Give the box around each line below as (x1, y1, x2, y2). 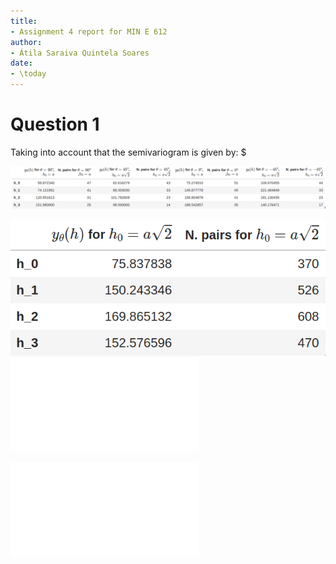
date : (10, 58, 33, 69)
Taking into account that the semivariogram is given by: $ (10, 146, 247, 158)
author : (10, 37, 43, 47)
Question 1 (10, 113, 100, 136)
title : (10, 16, 38, 26)
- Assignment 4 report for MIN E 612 (10, 26, 168, 37)
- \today (10, 69, 47, 79)
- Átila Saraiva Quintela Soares (10, 48, 150, 58)
